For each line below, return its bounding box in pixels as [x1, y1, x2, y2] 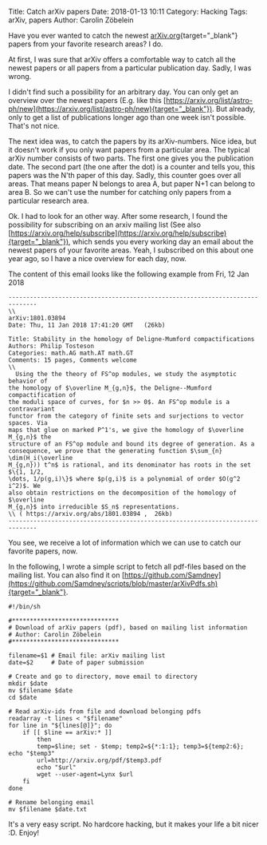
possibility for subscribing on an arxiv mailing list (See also [8, 220, 202, 229]
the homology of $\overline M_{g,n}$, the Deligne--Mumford [8, 384, 213, 392]
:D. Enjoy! [8, 828, 40, 837]
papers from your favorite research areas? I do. [8, 39, 163, 49]
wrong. [8, 72, 32, 81]
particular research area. [8, 196, 89, 205]
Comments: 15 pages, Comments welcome [8, 356, 137, 364]
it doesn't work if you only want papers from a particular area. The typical [8, 145, 250, 154]
